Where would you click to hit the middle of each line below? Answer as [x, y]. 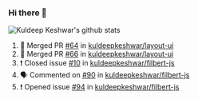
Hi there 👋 [28, 13]
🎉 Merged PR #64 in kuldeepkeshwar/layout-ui [97, 46]
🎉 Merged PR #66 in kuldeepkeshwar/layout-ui [97, 54]
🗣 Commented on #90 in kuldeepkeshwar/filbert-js [105, 75]
